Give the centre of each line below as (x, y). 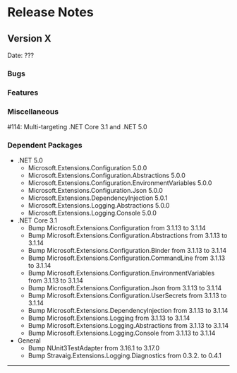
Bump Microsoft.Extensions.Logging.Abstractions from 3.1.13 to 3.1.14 (128, 326)
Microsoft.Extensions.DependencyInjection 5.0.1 (98, 198)
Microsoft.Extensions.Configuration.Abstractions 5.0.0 (107, 176)
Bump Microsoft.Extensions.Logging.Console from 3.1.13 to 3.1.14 (122, 333)
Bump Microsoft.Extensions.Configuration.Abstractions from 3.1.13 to (128, 236)
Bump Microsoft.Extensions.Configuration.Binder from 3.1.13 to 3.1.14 (127, 251)
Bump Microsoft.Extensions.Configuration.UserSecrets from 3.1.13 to (127, 296)
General (29, 341)
